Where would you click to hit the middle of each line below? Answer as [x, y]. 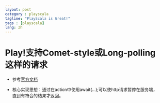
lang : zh [14, 28]
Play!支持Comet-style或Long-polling [80, 53]
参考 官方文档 [25, 79]
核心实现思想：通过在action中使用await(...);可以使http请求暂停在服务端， [85, 89]
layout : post [18, 9]
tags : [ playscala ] [25, 23]
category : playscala [27, 14]
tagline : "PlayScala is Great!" [38, 18]
